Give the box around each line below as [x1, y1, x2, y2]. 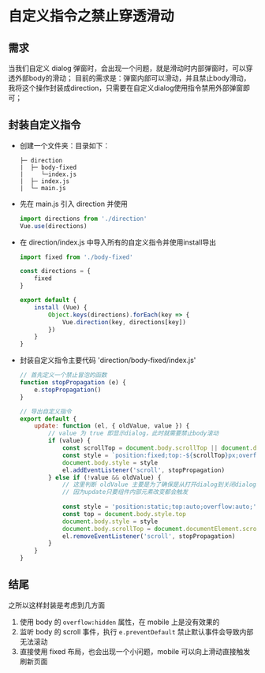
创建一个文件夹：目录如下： [19, 140, 110, 150]
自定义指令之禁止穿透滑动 [8, 7, 175, 25]
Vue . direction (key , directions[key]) [62, 318, 187, 326]
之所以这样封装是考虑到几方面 [8, 600, 105, 610]
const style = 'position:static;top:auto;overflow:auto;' [62, 503, 257, 511]
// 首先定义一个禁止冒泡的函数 [19, 372, 107, 379]
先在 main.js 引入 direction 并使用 [19, 199, 128, 208]
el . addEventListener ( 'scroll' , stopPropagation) [62, 466, 226, 474]
